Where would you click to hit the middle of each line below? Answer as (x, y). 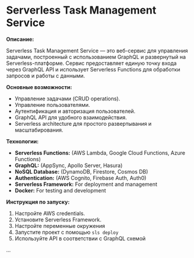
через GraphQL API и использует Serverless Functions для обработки (93, 69)
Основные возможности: (39, 87)
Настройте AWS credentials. (50, 213)
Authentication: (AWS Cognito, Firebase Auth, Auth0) (80, 178)
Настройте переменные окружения (60, 226)
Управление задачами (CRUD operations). (67, 99)
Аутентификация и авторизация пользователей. (75, 111)
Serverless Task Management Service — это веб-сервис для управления (97, 50)
